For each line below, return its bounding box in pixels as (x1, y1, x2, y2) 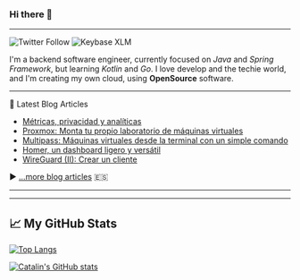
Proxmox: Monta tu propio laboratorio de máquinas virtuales (21, 125, 244, 137)
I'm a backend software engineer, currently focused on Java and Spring (9, 54, 274, 65)
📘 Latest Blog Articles (9, 98, 88, 110)
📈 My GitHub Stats (9, 216, 118, 231)
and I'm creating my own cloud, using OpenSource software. (9, 73, 234, 84)
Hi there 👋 (9, 8, 54, 21)
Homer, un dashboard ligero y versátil (21, 145, 161, 156)
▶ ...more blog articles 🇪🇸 (9, 172, 109, 182)
